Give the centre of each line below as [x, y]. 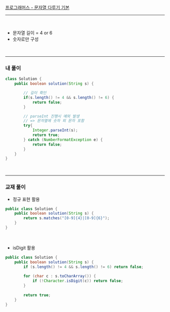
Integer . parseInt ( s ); [55, 130]
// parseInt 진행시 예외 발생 [52, 116]
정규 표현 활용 [26, 199]
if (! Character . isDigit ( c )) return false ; [78, 281]
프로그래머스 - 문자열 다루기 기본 [37, 7]
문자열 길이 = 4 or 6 [32, 33]
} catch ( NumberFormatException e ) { [63, 140]
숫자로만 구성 [26, 39]
